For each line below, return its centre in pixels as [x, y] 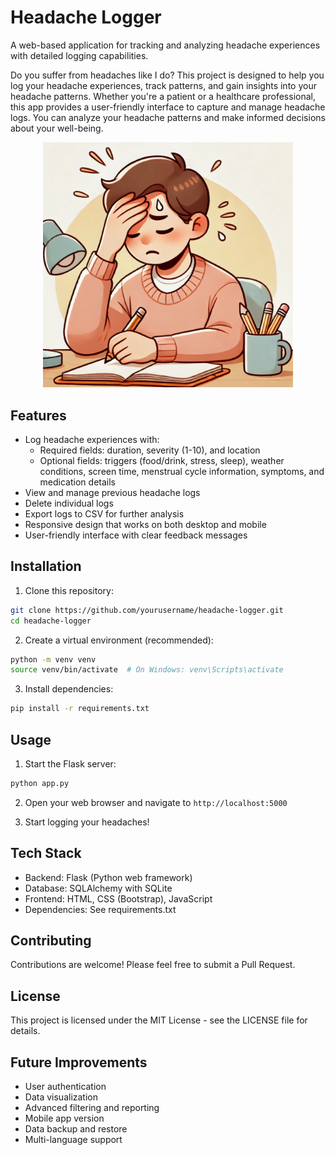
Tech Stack [46, 853]
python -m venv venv [53, 659]
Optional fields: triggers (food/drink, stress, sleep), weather [162, 460]
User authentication [65, 1087]
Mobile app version [64, 1118]
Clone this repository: [69, 590]
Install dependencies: [69, 689]
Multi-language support [73, 1140]
